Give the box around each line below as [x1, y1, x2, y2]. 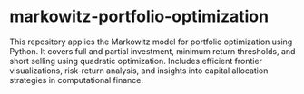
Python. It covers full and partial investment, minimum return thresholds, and [9, 45, 296, 56]
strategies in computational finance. [9, 74, 143, 85]
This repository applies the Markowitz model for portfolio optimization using [9, 36, 293, 47]
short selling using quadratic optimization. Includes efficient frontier [9, 55, 263, 66]
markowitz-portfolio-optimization [9, 6, 270, 27]
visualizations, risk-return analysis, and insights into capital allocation [9, 65, 269, 76]
